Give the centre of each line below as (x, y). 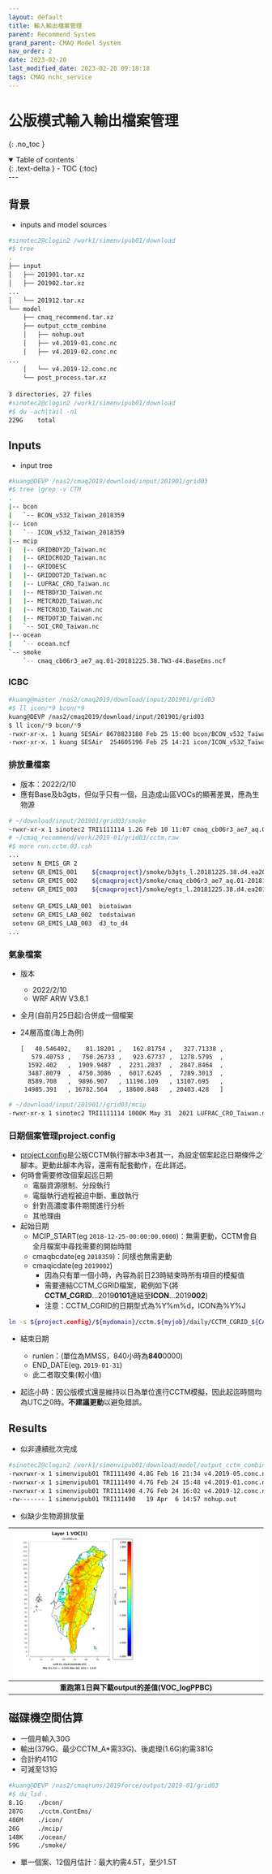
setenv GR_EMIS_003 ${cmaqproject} (77, 889)
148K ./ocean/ (38, 1837)
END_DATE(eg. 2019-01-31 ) (77, 1365)
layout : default (36, 17)
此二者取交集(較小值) (67, 1375)
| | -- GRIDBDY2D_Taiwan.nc (57, 550)
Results (28, 1428)
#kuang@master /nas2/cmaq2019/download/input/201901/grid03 (112, 700)
